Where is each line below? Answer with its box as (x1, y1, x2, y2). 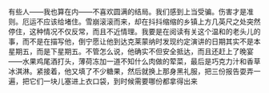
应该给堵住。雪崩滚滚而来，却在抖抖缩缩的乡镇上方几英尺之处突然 (42, 17, 261, 26)
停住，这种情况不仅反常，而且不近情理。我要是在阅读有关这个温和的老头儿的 (8, 27, 261, 36)
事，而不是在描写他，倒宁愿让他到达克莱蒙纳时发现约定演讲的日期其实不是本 (8, 37, 261, 46)
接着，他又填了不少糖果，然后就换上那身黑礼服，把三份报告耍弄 (42, 67, 254, 76)
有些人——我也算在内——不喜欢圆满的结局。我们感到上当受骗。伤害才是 (8, 7, 247, 16)
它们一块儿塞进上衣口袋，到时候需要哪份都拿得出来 (29, 76, 198, 86)
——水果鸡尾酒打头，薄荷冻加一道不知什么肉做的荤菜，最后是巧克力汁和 (8, 56, 247, 66)
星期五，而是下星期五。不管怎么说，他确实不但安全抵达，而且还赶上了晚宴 (8, 47, 254, 56)
